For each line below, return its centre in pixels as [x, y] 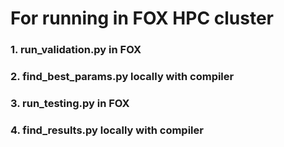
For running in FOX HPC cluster [142, 18]
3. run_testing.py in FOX [70, 103]
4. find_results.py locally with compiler [107, 130]
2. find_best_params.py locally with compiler [122, 77]
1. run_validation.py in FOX [76, 50]
